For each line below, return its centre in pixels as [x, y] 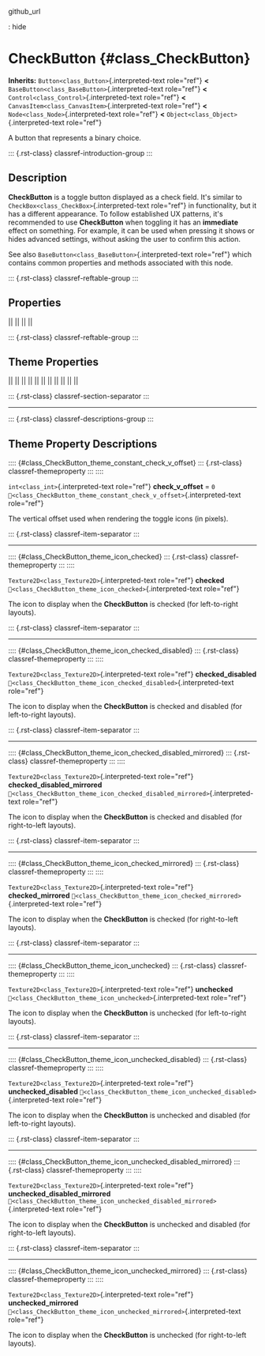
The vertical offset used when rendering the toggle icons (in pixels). [118, 519]
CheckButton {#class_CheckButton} [129, 59]
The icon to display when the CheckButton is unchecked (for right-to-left [127, 1335]
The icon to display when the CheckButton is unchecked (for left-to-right [127, 1013]
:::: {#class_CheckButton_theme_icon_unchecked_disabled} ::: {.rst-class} [128, 1060]
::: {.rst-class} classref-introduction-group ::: [80, 153]
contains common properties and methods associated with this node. [121, 262]
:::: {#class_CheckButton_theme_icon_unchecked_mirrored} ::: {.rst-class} [128, 1271]
